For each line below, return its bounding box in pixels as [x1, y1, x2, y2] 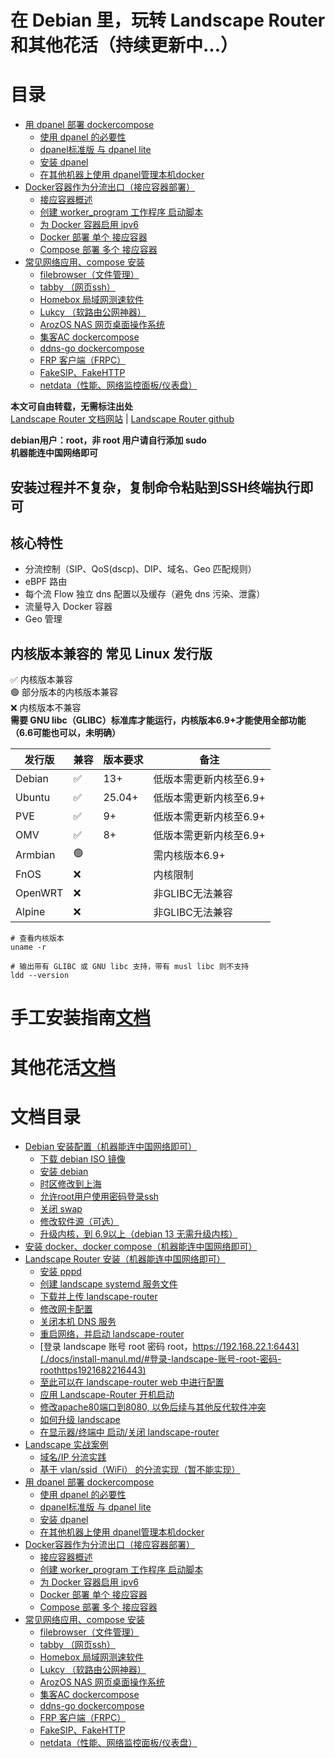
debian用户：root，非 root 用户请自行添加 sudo [10, 434, 207, 446]
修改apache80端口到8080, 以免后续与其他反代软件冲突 [39, 1401, 267, 1413]
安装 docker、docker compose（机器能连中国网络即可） [24, 1241, 258, 1253]
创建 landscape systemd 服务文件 [39, 1278, 178, 1290]
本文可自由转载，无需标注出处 [10, 401, 133, 413]
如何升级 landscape [39, 1414, 121, 1426]
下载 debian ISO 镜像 [39, 1153, 126, 1165]
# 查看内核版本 [10, 934, 65, 944]
